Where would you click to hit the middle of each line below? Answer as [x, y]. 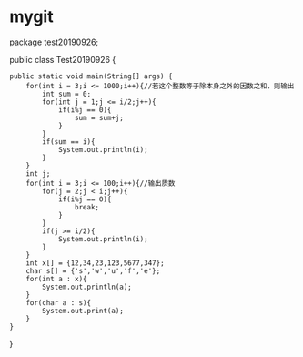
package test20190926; [54, 42]
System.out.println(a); [87, 287]
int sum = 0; [67, 94]
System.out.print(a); [83, 311]
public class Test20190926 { [63, 59]
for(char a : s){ [59, 302]
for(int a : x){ [57, 279]
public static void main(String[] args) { [91, 76]
